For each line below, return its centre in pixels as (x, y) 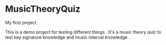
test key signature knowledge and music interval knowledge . (68, 37)
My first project (21, 22)
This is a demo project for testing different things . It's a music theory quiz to (83, 32)
